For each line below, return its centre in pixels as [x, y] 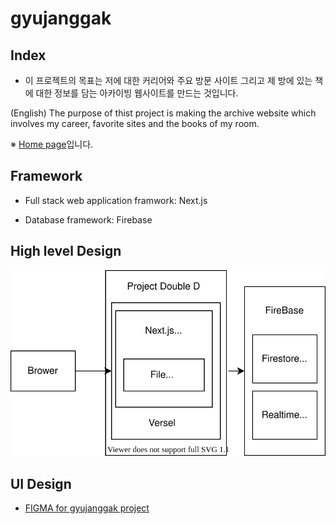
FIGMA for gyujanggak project [87, 508]
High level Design [66, 251]
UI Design [41, 483]
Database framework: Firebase [88, 219]
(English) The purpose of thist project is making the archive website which [163, 113]
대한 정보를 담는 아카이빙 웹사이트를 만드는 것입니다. [137, 93]
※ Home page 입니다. [52, 144]
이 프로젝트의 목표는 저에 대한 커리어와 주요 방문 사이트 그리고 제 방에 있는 [168, 80]
